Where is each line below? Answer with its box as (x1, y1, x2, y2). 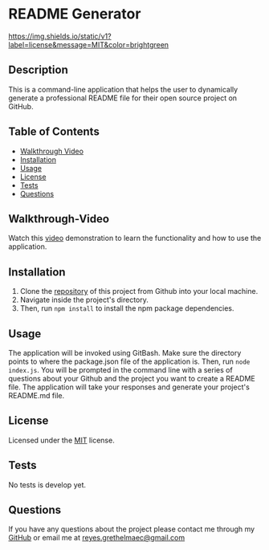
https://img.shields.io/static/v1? (8, 31, 112, 41)
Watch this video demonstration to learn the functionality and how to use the (8, 234, 262, 243)
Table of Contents (8, 125, 100, 139)
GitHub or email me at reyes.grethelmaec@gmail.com (8, 533, 185, 543)
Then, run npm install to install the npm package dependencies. (19, 304, 234, 313)
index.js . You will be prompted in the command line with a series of (8, 365, 233, 374)
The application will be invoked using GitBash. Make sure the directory (8, 348, 242, 357)
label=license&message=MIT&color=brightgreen (8, 39, 169, 49)
